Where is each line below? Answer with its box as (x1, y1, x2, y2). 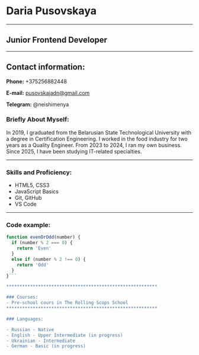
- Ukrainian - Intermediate (6, 338, 76, 344)
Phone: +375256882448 (6, 78, 67, 85)
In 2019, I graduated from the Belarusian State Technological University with (6, 129, 191, 136)
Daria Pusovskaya (6, 4, 97, 18)
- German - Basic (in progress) (6, 343, 86, 349)
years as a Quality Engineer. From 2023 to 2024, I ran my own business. (6, 141, 182, 149)
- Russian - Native (6, 327, 54, 332)
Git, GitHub (14, 194, 42, 202)
